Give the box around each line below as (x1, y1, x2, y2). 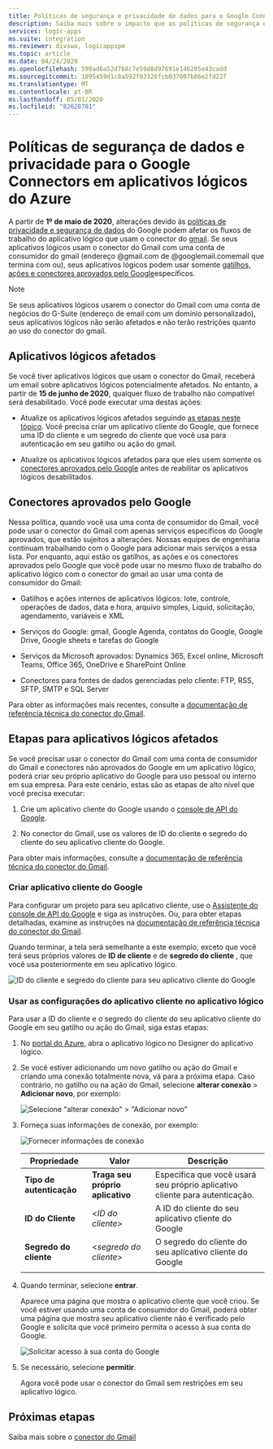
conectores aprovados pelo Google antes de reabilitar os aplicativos (19, 463, 249, 473)
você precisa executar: (8, 788, 85, 798)
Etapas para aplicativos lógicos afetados (8, 732, 219, 746)
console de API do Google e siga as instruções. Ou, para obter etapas (8, 908, 242, 918)
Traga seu (92, 1169, 132, 1180)
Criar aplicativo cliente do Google (8, 882, 144, 893)
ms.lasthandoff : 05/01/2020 (8, 95, 104, 103)
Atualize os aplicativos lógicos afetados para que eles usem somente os (19, 454, 262, 464)
